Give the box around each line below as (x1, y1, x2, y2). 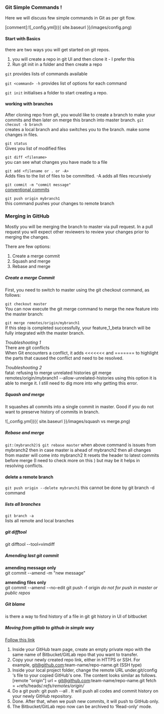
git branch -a (5, 513, 34, 518)
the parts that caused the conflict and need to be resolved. (5, 355, 124, 361)
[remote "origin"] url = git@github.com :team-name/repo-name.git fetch (12, 677, 157, 683)
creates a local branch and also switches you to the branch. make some (5, 126, 150, 132)
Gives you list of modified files (5, 145, 66, 151)
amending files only (5, 580, 47, 585)
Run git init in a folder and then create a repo (12, 61, 102, 67)
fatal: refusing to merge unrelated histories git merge (5, 370, 112, 376)
